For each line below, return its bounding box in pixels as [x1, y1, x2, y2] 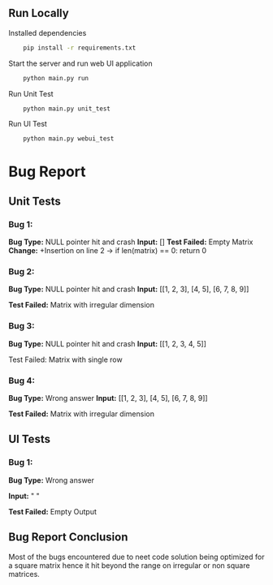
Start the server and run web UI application [8, 58, 153, 68]
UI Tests [8, 432, 51, 446]
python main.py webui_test [23, 135, 115, 143]
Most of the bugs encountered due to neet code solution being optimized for [8, 552, 265, 561]
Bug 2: [8, 266, 35, 277]
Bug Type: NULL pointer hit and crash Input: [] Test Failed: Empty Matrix [8, 237, 253, 247]
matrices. [8, 569, 41, 579]
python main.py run [23, 74, 89, 82]
